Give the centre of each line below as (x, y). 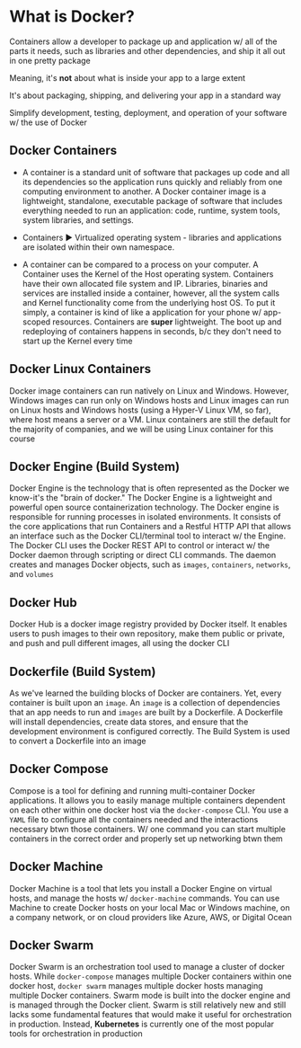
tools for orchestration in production (76, 1034)
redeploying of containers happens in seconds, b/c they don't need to (151, 331)
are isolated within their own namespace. (98, 247)
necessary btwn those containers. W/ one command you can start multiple (147, 829)
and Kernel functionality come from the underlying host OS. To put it (149, 302)
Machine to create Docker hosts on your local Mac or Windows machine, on (150, 907)
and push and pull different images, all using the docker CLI (120, 644)
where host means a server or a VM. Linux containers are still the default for (150, 419)
